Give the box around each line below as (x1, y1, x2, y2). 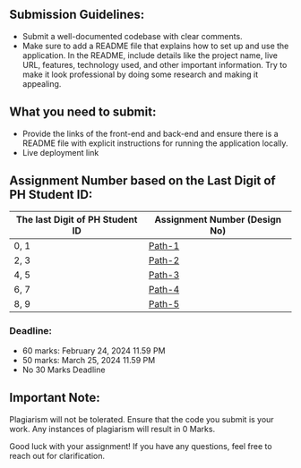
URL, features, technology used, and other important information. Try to (21, 59, 288, 70)
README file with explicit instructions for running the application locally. (21, 138, 288, 149)
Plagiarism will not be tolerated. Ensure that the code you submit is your (9, 413, 275, 424)
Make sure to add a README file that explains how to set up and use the (21, 40, 289, 51)
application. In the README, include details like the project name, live (21, 49, 279, 61)
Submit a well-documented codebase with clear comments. (21, 30, 244, 41)
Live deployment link (21, 147, 99, 157)
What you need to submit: (9, 105, 157, 120)
